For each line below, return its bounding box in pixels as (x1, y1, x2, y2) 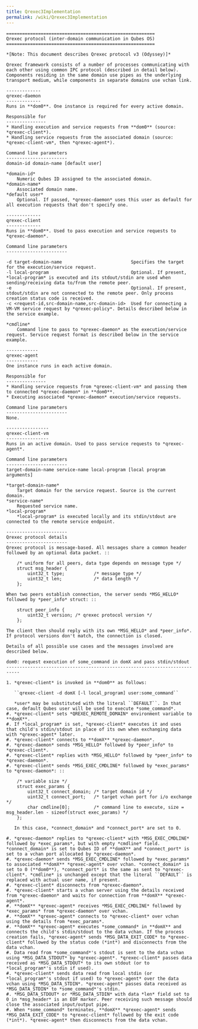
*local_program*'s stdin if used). (6, 965, 94, 971)
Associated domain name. (17, 186, 78, 192)
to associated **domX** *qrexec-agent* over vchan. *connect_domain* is (6, 861, 190, 867)
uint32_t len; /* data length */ (27, 576, 139, 582)
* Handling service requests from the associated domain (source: (6, 134, 174, 140)
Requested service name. (17, 503, 78, 509)
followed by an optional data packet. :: (6, 550, 110, 555)
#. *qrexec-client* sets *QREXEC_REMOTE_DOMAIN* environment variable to (6, 710, 193, 717)
